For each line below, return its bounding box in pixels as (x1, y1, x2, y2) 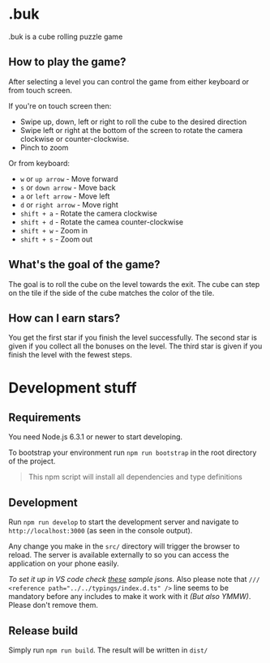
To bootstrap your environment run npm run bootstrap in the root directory (8, 447, 257, 458)
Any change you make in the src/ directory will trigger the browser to (8, 541, 241, 551)
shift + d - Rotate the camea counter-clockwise (19, 216, 184, 227)
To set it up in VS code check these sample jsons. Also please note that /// (8, 575, 260, 584)
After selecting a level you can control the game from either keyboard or (8, 76, 250, 86)
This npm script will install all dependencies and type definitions (28, 472, 243, 482)
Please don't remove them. (8, 601, 99, 610)
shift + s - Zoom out (19, 234, 93, 244)
